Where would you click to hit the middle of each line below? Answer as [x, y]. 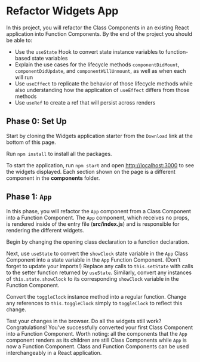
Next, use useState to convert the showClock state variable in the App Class [97, 253]
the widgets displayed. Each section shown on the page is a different [91, 171]
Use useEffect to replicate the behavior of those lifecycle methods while [104, 83]
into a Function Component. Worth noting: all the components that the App [97, 333]
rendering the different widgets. [45, 230]
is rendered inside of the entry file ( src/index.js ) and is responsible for [93, 224]
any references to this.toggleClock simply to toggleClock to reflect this [94, 303]
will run [24, 77]
